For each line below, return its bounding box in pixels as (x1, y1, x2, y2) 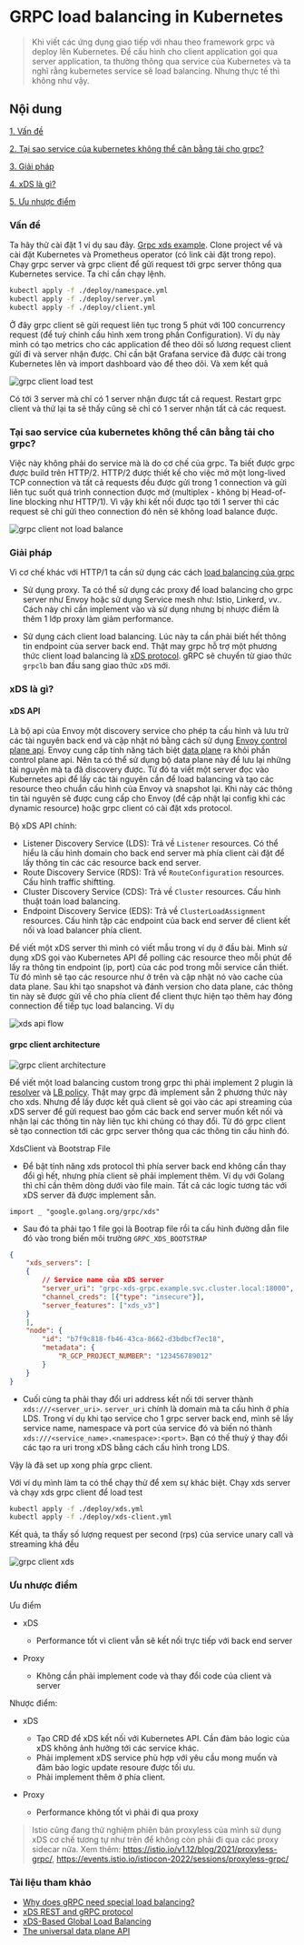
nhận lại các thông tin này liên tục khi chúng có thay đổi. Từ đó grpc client (9, 1116, 286, 1127)
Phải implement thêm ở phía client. (35, 1771, 166, 1782)
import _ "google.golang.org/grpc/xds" (9, 1207, 161, 1216)
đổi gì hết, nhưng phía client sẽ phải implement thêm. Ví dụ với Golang (22, 1170, 285, 1181)
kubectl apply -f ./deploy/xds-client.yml (9, 1512, 172, 1522)
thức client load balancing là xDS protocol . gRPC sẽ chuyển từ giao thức (22, 650, 292, 661)
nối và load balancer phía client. (22, 925, 142, 936)
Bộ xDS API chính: (9, 820, 77, 831)
